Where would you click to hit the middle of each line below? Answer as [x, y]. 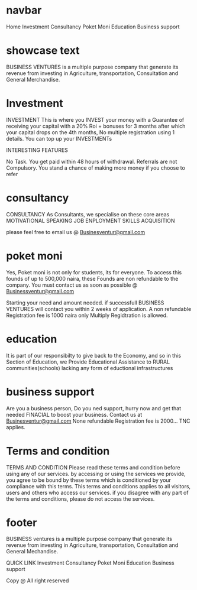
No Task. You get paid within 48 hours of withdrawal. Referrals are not [92, 161]
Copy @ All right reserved [38, 581]
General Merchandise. [33, 79]
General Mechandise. [32, 552]
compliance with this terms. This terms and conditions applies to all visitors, [98, 486]
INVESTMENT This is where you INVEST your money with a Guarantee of [95, 119]
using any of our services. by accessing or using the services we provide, [96, 474]
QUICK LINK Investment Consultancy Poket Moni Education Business [90, 563]
